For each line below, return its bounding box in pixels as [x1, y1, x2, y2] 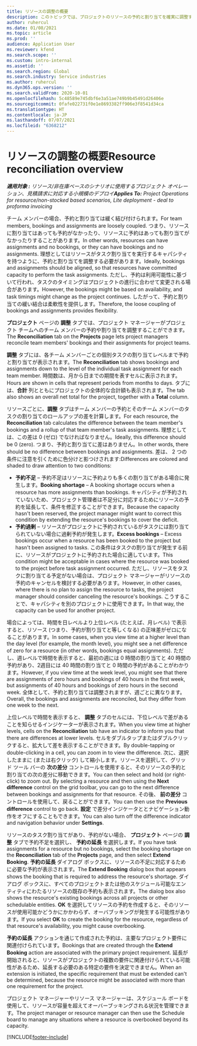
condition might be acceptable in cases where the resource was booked [15, 558, 189, 565]
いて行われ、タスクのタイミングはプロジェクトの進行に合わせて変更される [6, 278, 186, 285]
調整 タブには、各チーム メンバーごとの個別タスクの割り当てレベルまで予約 [6, 351, 189, 358]
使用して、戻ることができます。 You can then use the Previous [37, 798, 188, 805]
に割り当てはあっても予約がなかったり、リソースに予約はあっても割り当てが [6, 229, 189, 236]
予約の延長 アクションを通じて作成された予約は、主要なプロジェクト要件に [6, 934, 188, 941]
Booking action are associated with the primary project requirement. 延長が [6, 949, 189, 956]
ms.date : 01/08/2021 [6, 25, 57, 31]
